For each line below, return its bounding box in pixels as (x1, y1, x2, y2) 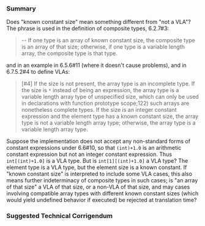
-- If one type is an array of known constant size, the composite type (21, 37, 195, 44)
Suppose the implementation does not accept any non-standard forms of (6, 138, 191, 145)
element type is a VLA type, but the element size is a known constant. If (6, 164, 187, 171)
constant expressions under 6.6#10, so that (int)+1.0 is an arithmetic (6, 144, 182, 152)
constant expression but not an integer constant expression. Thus (6, 150, 173, 158)
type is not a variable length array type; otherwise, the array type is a (21, 119, 196, 127)
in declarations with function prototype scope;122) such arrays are (21, 99, 190, 107)
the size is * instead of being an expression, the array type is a (21, 87, 179, 94)
